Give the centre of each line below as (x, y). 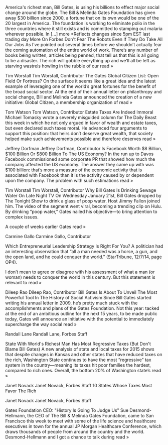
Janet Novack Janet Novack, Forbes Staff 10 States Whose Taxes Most (78, 385)
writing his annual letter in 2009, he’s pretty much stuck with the (71, 303)
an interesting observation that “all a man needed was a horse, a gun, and (81, 251)
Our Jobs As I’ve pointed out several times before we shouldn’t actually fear (83, 44)
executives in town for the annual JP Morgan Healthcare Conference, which (83, 426)
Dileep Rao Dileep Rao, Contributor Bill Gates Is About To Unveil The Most (81, 292)
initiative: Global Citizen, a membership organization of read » (69, 102)
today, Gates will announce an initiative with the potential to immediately (80, 319)
